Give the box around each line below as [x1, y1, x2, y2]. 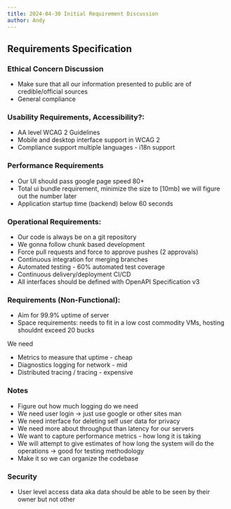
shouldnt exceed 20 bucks [17, 326, 95, 335]
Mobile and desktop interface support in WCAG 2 [17, 136, 160, 144]
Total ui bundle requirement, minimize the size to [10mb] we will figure [17, 184, 220, 193]
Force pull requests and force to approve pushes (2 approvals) [17, 247, 199, 257]
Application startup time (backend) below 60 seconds [17, 199, 173, 207]
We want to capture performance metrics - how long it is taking [17, 432, 202, 440]
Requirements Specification [7, 43, 132, 55]
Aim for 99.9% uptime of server [17, 311, 110, 320]
